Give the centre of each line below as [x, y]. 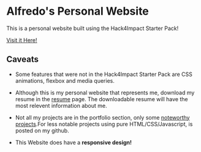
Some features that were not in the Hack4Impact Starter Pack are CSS [104, 74]
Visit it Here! [22, 40]
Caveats [22, 59]
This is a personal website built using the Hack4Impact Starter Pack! [93, 28]
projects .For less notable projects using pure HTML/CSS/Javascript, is [104, 124]
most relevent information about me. [61, 105]
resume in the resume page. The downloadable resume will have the [101, 99]
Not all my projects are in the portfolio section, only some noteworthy [102, 117]
